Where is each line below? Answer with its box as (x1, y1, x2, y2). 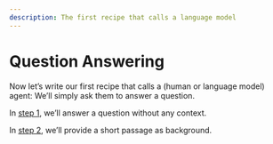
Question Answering (9, 51, 165, 71)
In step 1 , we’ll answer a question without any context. (9, 108, 207, 118)
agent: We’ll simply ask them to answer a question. (9, 90, 196, 100)
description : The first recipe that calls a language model (9, 12, 237, 22)
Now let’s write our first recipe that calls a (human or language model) (9, 81, 265, 92)
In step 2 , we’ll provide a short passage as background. (9, 124, 213, 135)
